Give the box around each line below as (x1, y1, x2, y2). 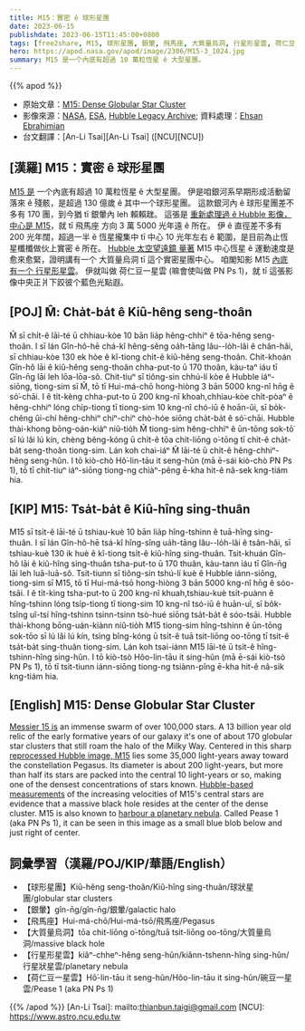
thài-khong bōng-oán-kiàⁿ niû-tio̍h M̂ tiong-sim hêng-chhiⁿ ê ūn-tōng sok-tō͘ (9, 423, 294, 434)
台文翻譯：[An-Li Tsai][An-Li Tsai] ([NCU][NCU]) (22, 131, 205, 141)
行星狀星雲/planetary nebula (22, 961, 129, 972)
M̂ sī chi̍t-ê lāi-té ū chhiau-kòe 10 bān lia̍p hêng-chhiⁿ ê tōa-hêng (9, 330, 252, 341)
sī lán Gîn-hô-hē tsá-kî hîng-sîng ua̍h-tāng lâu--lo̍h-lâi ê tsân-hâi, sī (39, 537, 291, 548)
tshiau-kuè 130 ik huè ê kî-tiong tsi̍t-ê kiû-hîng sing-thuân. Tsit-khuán (9, 548, 269, 559)
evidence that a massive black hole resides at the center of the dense (9, 798, 269, 809)
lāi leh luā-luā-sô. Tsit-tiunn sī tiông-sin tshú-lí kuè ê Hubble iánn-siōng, (9, 568, 278, 579)
